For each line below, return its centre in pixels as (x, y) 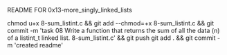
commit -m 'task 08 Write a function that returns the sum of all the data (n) (113, 31)
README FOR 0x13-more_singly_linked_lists (70, 10)
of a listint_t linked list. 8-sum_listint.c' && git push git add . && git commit (111, 38)
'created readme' (39, 45)
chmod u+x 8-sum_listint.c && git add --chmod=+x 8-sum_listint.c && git (111, 23)
